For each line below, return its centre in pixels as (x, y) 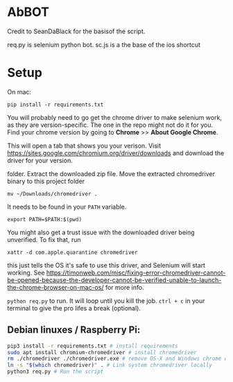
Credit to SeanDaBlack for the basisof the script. (76, 31)
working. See (26, 272)
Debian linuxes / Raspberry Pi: (74, 330)
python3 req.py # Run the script (55, 372)
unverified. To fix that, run (44, 239)
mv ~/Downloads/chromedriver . (52, 194)
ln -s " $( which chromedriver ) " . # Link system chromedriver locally (110, 365)
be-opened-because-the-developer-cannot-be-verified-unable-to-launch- (114, 280)
